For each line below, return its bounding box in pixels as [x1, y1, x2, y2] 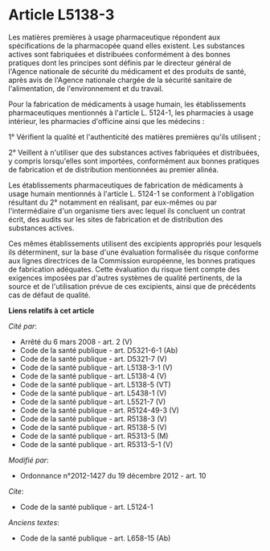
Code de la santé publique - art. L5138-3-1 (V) [19, 362, 173, 372]
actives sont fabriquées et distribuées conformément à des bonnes [8, 49, 231, 59]
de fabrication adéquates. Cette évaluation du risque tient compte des [8, 264, 240, 274]
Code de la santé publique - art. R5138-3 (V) [19, 413, 167, 424]
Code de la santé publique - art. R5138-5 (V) [19, 422, 167, 432]
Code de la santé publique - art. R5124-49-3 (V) [19, 405, 179, 415]
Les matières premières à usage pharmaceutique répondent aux [8, 32, 221, 42]
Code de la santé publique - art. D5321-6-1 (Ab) [19, 345, 178, 355]
